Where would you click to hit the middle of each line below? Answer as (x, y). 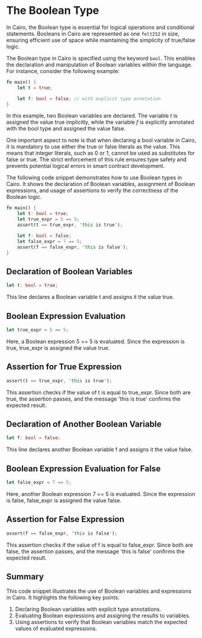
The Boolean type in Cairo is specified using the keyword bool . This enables (101, 58)
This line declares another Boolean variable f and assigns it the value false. (99, 449)
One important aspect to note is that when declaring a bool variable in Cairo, (101, 140)
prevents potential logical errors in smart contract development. (86, 166)
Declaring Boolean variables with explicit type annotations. (88, 609)
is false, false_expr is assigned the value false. (64, 500)
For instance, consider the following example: (63, 71)
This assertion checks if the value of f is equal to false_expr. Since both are (100, 545)
